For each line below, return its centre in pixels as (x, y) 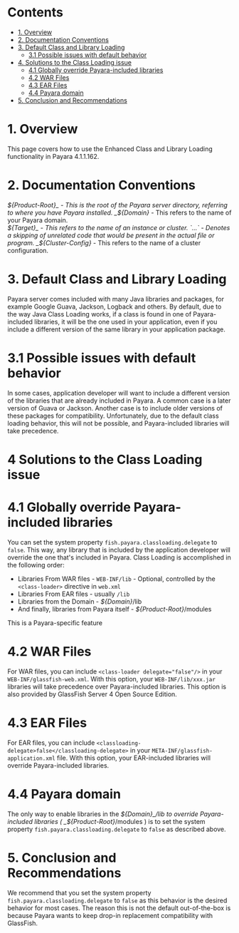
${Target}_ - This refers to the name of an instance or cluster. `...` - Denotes (119, 227)
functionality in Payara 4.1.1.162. (53, 156)
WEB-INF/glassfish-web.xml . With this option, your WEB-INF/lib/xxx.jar (111, 679)
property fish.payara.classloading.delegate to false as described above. (117, 829)
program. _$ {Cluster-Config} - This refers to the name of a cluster (104, 242)
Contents (36, 12)
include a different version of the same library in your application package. (116, 329)
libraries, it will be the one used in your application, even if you (126, 321)
